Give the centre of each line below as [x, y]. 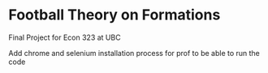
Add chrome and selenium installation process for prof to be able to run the [134, 53]
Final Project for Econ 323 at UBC [65, 37]
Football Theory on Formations [115, 15]
